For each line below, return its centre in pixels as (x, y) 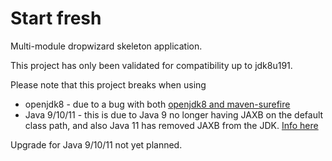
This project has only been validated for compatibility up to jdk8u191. (151, 65)
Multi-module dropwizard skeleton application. (106, 46)
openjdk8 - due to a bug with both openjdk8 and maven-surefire (157, 104)
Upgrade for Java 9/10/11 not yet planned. (96, 144)
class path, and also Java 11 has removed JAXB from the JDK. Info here (171, 125)
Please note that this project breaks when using (108, 84)
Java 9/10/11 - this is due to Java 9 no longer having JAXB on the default (174, 114)
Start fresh (56, 18)
